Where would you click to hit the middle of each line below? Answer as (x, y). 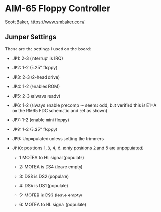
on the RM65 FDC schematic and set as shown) (60, 110)
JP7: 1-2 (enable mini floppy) (40, 120)
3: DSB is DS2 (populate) (44, 176)
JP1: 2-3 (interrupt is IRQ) (37, 58)
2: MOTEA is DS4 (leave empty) (51, 167)
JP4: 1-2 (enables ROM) (36, 86)
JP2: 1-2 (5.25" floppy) (35, 67)
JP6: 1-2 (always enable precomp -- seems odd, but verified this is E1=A (84, 105)
